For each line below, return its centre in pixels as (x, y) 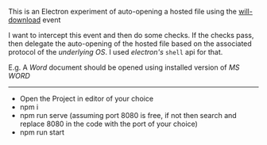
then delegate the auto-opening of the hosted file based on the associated (130, 44)
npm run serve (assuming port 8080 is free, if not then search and (128, 115)
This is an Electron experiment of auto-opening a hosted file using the (122, 11)
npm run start (42, 132)
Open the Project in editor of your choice (86, 99)
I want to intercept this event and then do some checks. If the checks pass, (131, 35)
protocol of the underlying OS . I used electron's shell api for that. (116, 52)
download (25, 20)
